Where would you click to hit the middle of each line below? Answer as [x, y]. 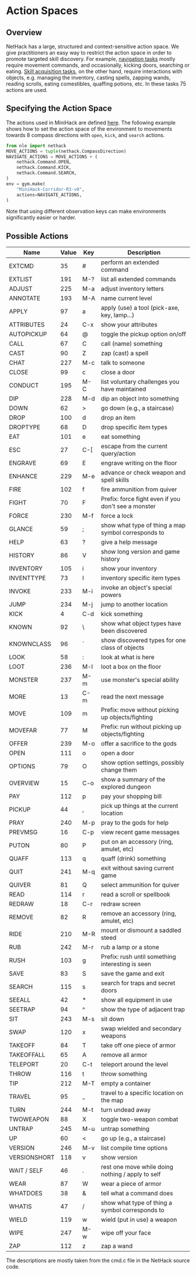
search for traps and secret [138, 983]
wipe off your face [126, 1233]
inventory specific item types [141, 578]
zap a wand [117, 1246]
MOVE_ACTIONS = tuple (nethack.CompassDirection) [66, 151]
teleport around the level [134, 1065]
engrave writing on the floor [139, 463]
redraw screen [121, 904]
